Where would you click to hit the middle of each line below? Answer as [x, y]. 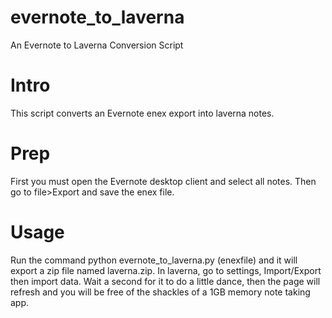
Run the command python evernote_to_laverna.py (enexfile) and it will [154, 260]
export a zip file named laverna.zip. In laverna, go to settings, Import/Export [166, 270]
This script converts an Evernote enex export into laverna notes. [142, 113]
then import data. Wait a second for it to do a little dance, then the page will [165, 281]
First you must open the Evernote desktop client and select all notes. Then [163, 181]
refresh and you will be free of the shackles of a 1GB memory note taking [160, 292]
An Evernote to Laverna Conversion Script [97, 45]
